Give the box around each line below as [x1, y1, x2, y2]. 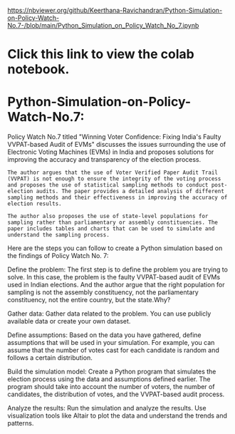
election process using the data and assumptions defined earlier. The [7, 375, 211, 383]
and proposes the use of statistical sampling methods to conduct [7, 182, 209, 189]
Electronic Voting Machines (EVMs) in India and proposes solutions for [7, 148, 214, 156]
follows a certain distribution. [7, 353, 93, 362]
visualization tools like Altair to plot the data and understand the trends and [7, 411, 228, 420]
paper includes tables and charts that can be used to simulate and [7, 225, 215, 232]
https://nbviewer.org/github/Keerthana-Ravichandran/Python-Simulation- [7, 6, 223, 14]
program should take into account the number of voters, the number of [7, 383, 215, 391]
